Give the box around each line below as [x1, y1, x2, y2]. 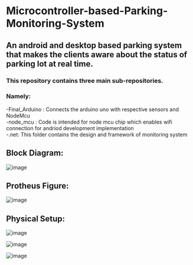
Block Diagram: [6, 148, 64, 158]
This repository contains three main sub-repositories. [6, 76, 163, 85]
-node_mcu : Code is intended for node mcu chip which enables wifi [6, 118, 172, 125]
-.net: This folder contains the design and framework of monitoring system [6, 131, 188, 138]
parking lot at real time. [6, 59, 93, 69]
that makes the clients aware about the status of [6, 49, 188, 60]
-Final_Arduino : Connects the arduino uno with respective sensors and [6, 105, 179, 113]
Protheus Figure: [6, 181, 69, 190]
